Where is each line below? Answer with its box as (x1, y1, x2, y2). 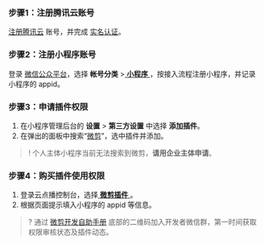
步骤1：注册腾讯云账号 (8, 6, 95, 18)
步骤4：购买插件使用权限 (8, 170, 106, 181)
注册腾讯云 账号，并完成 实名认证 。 (8, 27, 126, 37)
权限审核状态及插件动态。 (27, 227, 114, 237)
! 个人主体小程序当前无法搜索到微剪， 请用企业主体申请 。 (27, 147, 216, 158)
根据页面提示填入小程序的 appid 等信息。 (19, 200, 156, 210)
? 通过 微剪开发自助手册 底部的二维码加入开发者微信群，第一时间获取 (27, 217, 257, 227)
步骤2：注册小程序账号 (8, 49, 97, 60)
